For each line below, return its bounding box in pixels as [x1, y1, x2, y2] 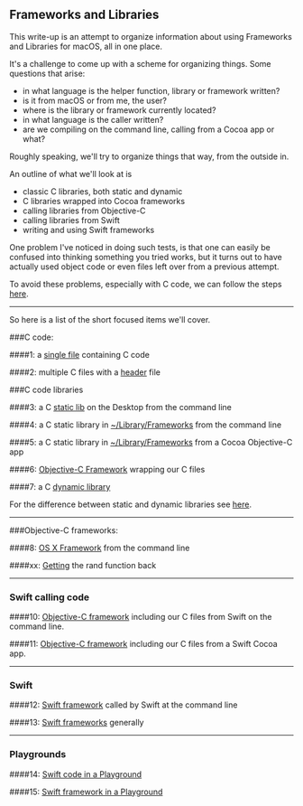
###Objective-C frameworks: [9, 524, 119, 536]
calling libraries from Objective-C [22, 205, 146, 216]
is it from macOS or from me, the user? [22, 95, 168, 106]
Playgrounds [9, 748, 67, 761]
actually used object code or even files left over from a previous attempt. [9, 261, 280, 272]
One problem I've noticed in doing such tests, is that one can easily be [9, 241, 271, 252]
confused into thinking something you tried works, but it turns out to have [9, 251, 282, 262]
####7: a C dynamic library [9, 481, 111, 492]
